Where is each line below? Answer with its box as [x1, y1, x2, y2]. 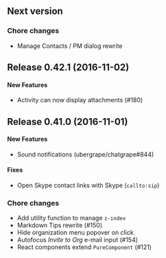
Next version [7, 5, 63, 17]
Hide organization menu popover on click [16, 228, 134, 237]
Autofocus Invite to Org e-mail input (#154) [16, 236, 139, 244]
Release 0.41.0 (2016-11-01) [7, 116, 128, 128]
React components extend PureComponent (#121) [16, 243, 152, 251]
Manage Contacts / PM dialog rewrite [16, 41, 123, 50]
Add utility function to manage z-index [16, 214, 126, 222]
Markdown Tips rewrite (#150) [16, 221, 103, 229]
